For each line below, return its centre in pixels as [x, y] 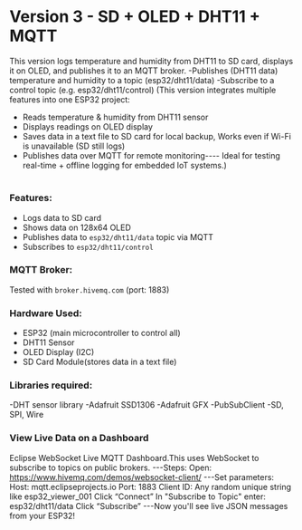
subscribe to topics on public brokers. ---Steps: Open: [111, 467]
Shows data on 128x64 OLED [76, 227]
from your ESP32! [42, 516]
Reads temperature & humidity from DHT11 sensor [115, 117]
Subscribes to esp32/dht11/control [88, 246]
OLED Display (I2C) [58, 352]
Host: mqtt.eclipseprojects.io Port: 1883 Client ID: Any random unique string [151, 487]
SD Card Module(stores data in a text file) [99, 362]
